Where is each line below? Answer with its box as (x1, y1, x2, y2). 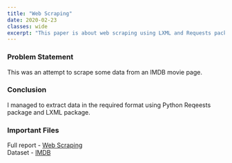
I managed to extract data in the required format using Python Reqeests (7, 101, 211, 109)
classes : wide (7, 23, 48, 30)
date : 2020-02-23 (7, 17, 57, 23)
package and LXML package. (7, 108, 91, 116)
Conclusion (7, 85, 47, 95)
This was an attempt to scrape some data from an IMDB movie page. (7, 68, 202, 76)
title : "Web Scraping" (7, 10, 72, 17)
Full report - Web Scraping (7, 141, 83, 149)
